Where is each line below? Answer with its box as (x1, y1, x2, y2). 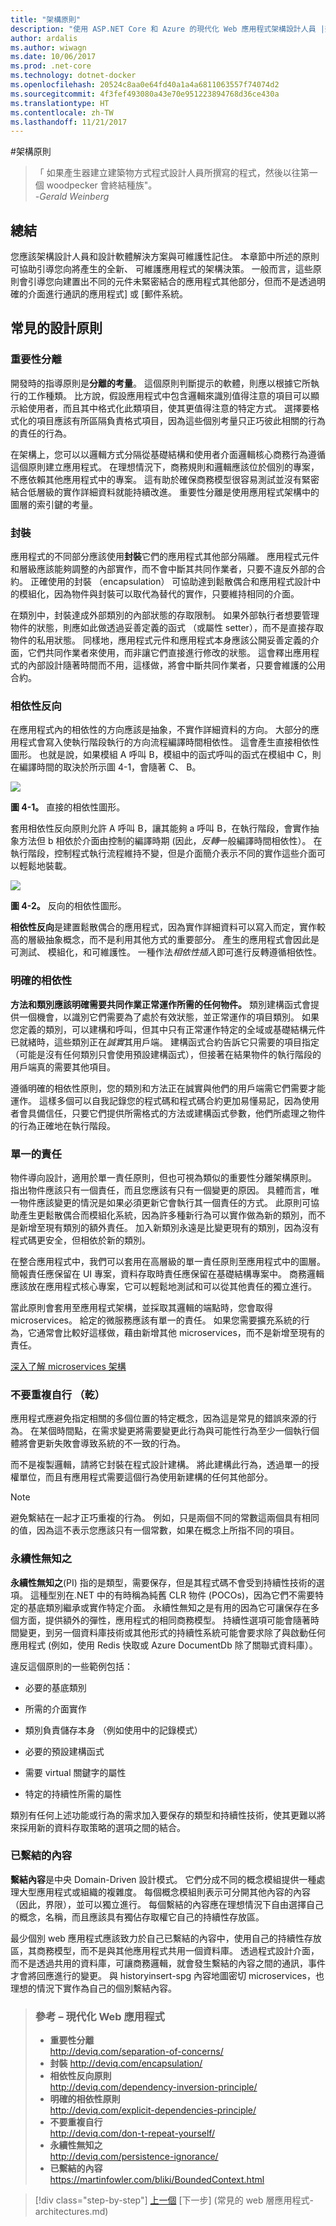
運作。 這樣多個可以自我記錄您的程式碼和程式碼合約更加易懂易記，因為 (10, 1094, 302, 1106)
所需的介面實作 (24, 1702, 87, 1715)
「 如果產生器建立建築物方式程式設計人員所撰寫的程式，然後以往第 (34, 167, 310, 179)
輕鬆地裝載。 (18, 860, 72, 872)
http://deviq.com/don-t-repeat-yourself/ (49, 2127, 216, 2140)
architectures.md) (34, 2206, 109, 2218)
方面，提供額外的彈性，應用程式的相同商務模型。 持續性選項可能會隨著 (18, 1614, 311, 1626)
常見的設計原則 (10, 320, 103, 337)
